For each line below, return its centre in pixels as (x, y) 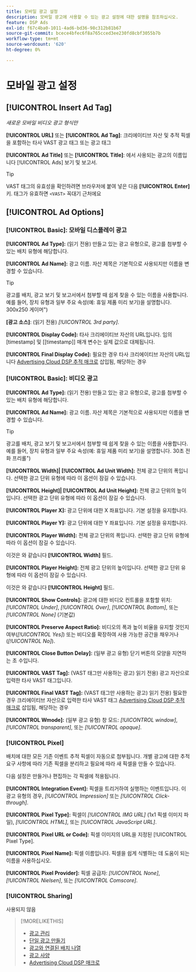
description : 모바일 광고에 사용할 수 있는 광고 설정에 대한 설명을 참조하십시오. (92, 17)
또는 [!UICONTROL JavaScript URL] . (113, 822)
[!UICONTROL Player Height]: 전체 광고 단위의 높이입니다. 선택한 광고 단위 (93, 567)
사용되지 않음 (21, 909)
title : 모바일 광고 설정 (32, 11)
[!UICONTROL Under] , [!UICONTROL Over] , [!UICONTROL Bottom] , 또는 (92, 607)
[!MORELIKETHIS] (42, 921)
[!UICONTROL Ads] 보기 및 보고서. (57, 162)
